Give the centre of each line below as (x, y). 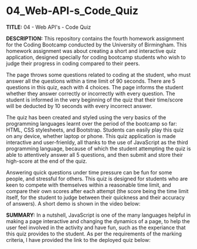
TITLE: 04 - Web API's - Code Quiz (49, 27)
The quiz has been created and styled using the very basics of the (86, 117)
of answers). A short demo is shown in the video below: (73, 203)
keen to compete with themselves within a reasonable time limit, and (89, 185)
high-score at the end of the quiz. (47, 161)
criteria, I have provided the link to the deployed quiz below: (78, 240)
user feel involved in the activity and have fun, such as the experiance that (96, 227)
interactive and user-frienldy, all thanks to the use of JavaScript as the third (97, 142)
